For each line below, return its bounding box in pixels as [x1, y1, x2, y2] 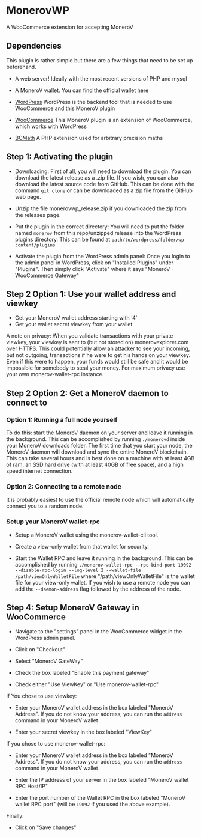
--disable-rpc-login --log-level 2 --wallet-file [14, 567, 142, 573]
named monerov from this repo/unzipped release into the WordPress [14, 229, 181, 236]
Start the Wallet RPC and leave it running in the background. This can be [14, 554, 193, 562]
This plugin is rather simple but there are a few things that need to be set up [6, 56, 193, 64]
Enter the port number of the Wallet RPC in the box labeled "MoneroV [14, 794, 186, 802]
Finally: [6, 812, 24, 820]
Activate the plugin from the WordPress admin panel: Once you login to [14, 252, 190, 260]
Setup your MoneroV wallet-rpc [6, 517, 100, 526]
